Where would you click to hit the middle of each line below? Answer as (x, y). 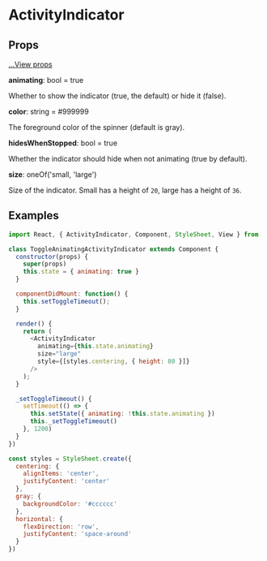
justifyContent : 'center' (67, 481)
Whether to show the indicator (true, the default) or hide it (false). (117, 96)
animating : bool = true (46, 80)
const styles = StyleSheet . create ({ (70, 459)
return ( (38, 331)
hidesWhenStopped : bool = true (63, 143)
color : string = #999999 (49, 112)
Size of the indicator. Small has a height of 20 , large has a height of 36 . (125, 190)
